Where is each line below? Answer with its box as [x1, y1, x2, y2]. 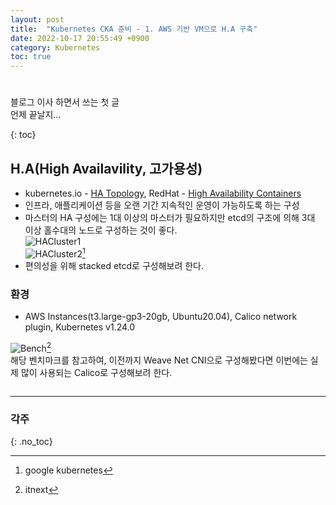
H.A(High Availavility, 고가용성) [10, 160, 203, 177]
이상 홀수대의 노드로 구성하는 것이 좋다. [24, 224, 178, 236]
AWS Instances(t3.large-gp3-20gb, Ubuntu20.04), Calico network [24, 311, 298, 323]
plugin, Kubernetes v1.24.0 [24, 321, 136, 333]
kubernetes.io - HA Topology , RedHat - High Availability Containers [24, 187, 302, 200]
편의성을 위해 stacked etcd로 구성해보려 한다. [24, 259, 205, 271]
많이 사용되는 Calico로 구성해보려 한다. [20, 366, 173, 378]
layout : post [10, 14, 65, 25]
